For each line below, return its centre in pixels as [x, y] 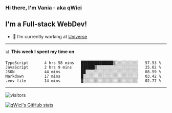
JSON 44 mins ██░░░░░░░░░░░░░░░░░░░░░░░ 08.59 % [83, 72]
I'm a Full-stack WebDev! [46, 24]
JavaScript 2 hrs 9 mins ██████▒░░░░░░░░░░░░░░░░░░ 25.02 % [83, 67]
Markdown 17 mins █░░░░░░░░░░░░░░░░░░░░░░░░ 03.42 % [83, 76]
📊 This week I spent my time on [40, 51]
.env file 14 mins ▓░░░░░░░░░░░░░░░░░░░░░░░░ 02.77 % [83, 81]
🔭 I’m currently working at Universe [50, 36]
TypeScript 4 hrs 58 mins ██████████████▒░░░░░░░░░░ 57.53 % [83, 63]
